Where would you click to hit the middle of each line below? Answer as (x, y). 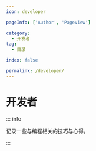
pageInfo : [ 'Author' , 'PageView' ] (49, 22)
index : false (22, 60)
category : (18, 33)
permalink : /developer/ (35, 71)
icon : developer (26, 12)
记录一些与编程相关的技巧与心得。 (47, 131)
